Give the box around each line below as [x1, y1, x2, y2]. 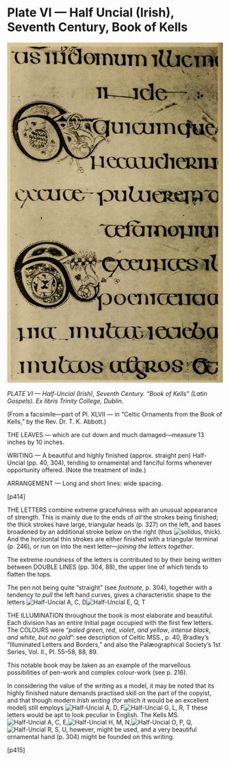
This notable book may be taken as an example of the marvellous [7, 661, 191, 669]
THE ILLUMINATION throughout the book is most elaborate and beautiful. [7, 611, 214, 619]
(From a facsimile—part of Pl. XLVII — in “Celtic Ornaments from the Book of [7, 410, 222, 418]
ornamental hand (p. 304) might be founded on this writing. [7, 732, 175, 740]
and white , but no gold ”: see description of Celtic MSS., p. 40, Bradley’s [7, 633, 209, 641]
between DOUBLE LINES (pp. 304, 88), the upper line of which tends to [7, 563, 209, 571]
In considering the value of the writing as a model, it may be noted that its [7, 681, 214, 690]
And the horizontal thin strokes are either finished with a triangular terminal [7, 535, 218, 543]
